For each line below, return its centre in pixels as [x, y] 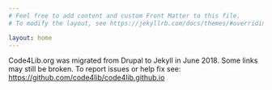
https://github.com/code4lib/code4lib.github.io [87, 78]
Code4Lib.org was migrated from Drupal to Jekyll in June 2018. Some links [133, 60]
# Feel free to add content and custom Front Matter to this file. [125, 16]
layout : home [30, 38]
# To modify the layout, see [57, 23]
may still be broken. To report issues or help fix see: [95, 69]
